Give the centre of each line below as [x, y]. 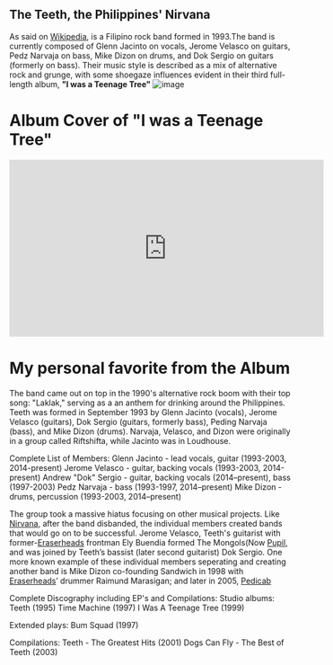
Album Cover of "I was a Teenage [136, 120]
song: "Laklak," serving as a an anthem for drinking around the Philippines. [147, 403]
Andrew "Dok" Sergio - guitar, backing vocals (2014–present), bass [167, 477]
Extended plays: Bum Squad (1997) [74, 625]
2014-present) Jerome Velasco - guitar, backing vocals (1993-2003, [135, 467]
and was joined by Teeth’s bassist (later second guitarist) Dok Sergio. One [146, 552]
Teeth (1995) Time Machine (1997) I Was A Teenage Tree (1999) [127, 607]
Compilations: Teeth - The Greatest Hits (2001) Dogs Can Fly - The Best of [147, 643]
